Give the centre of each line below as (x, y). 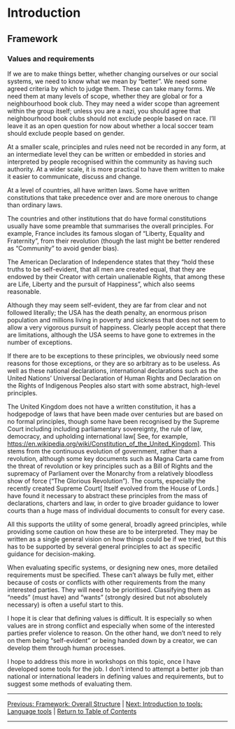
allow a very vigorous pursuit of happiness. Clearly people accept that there (116, 327)
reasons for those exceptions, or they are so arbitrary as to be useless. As (114, 363)
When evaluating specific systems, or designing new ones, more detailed (113, 567)
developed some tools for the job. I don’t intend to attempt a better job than (115, 669)
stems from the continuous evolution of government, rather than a (102, 451)
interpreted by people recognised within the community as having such (110, 162)
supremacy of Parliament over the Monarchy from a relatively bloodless (110, 473)
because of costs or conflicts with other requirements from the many (106, 582)
